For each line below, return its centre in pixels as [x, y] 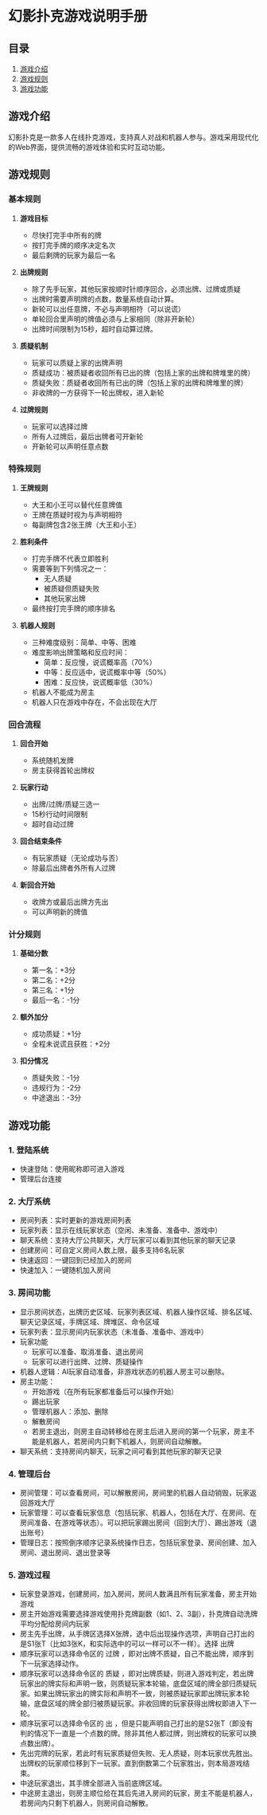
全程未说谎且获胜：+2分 [71, 1044]
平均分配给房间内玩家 [54, 1624]
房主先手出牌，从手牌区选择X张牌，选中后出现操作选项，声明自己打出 [133, 1634]
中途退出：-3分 [56, 1098]
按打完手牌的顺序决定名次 [74, 245]
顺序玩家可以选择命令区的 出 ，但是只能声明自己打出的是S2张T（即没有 [136, 1723]
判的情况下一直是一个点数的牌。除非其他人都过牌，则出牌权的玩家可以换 [138, 1734]
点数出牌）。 [39, 1743]
